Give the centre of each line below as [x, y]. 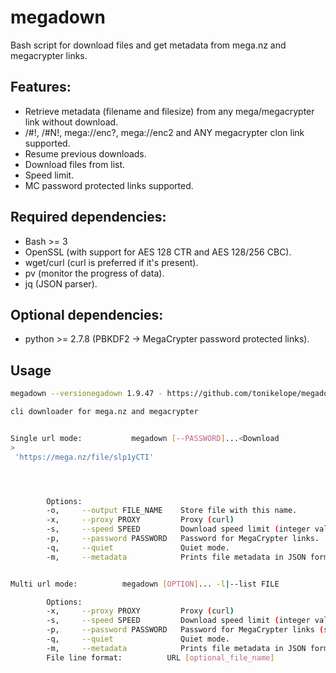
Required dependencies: [88, 217]
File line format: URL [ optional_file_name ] [160, 657]
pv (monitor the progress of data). [94, 273]
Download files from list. [75, 164]
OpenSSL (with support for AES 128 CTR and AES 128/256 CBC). [158, 252]
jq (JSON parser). [61, 283]
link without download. [71, 122]
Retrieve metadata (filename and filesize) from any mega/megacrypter [169, 111]
